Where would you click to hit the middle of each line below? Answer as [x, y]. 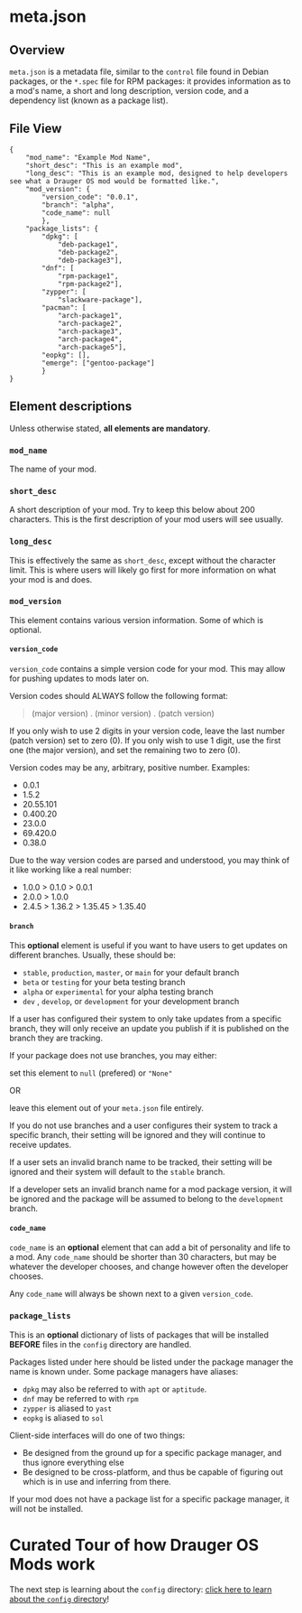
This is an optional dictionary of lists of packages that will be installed [139, 1335]
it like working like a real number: [71, 870]
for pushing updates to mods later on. [79, 678]
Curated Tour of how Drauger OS [134, 1545]
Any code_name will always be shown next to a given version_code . [132, 1294]
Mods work [52, 1564]
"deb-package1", [88, 244]
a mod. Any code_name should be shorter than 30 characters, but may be [143, 1257]
